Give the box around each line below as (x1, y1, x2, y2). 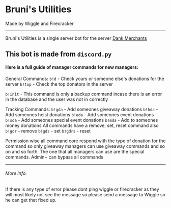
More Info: (5, 170, 27, 176)
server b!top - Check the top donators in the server (5, 81, 113, 87)
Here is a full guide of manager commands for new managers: (5, 64, 138, 70)
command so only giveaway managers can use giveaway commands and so (5, 143, 165, 149)
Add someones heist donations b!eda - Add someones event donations (5, 111, 154, 118)
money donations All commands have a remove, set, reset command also (5, 122, 159, 128)
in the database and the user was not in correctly (5, 96, 108, 102)
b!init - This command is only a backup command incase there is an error (5, 91, 162, 97)
